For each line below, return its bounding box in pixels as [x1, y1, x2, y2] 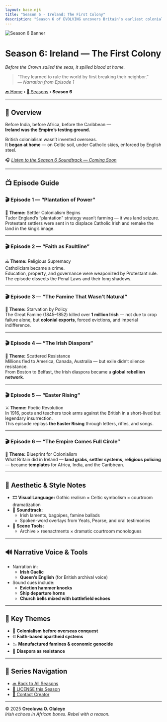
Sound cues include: [12, 579, 55, 585]
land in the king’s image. [5, 225, 55, 231]
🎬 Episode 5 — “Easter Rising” [5, 391, 81, 398]
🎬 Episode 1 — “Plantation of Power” [5, 196, 95, 203]
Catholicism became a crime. [5, 265, 65, 271]
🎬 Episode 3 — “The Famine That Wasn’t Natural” [5, 293, 128, 300]
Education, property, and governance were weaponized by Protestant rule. [5, 270, 158, 277]
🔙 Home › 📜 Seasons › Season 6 [5, 89, 73, 95]
